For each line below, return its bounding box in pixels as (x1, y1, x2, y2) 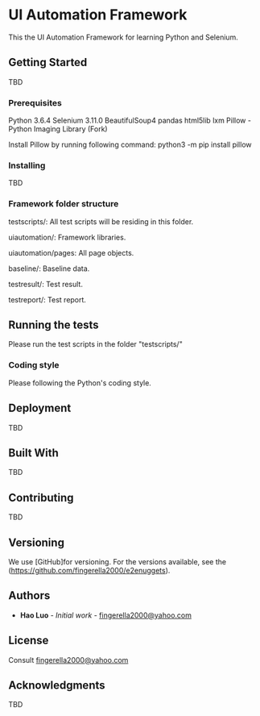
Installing (8, 160, 46, 171)
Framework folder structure (8, 198, 119, 210)
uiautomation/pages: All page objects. (8, 248, 134, 257)
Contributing (8, 490, 74, 505)
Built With (8, 446, 59, 460)
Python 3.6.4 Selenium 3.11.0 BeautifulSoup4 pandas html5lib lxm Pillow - (8, 115, 252, 126)
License (8, 634, 49, 647)
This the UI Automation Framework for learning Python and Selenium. (8, 32, 239, 42)
